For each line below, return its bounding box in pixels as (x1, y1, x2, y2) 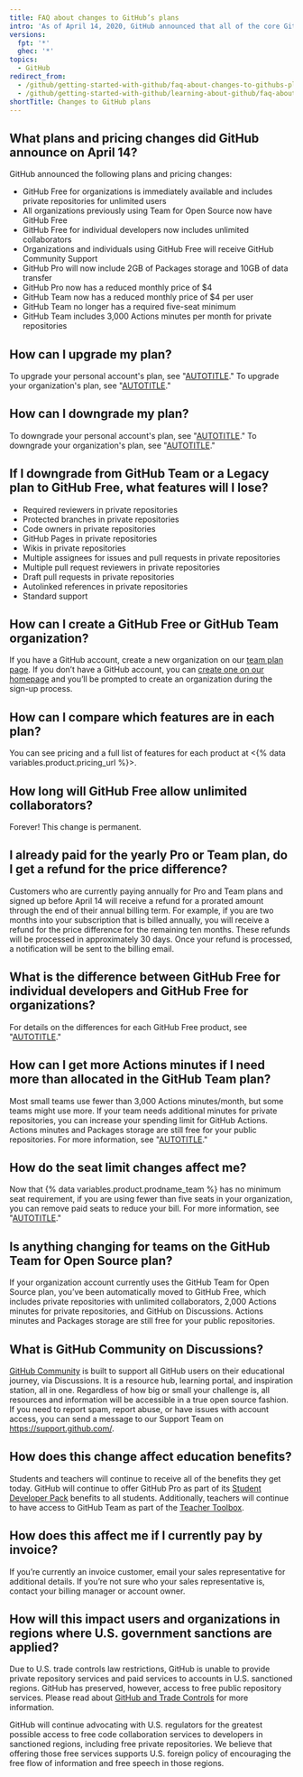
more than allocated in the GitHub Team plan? (9, 1072, 271, 1087)
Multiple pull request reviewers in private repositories (22, 562, 221, 572)
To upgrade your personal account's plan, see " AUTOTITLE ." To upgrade (9, 371, 280, 381)
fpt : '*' (17, 38, 50, 48)
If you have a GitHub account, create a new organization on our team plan (9, 655, 284, 665)
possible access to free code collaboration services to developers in (9, 1729, 263, 1740)
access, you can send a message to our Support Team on (9, 1413, 224, 1424)
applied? (9, 1640, 60, 1655)
